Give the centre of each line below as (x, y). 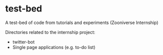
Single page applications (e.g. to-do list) (54, 47)
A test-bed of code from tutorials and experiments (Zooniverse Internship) (82, 22)
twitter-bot (24, 42)
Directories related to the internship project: (50, 32)
